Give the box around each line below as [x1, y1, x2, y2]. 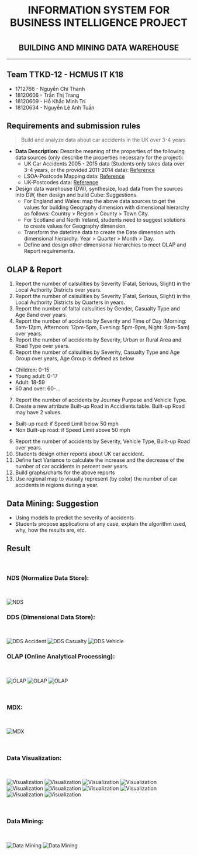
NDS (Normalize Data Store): [6, 573, 89, 582]
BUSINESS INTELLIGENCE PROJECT [10, 16, 188, 29]
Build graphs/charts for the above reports [15, 469, 115, 476]
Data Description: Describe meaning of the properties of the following [15, 148, 185, 155]
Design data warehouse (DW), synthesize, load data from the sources [15, 185, 184, 192]
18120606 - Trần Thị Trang [15, 92, 80, 99]
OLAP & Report [6, 265, 62, 275]
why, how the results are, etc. [15, 526, 87, 534]
